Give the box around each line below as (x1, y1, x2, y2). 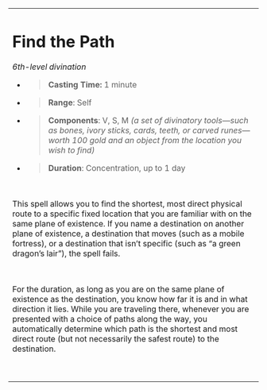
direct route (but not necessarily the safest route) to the (12, 334, 220, 345)
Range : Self (48, 97, 92, 108)
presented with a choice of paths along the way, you (12, 314, 208, 325)
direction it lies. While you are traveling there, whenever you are (12, 303, 250, 315)
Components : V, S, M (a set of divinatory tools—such (48, 115, 249, 126)
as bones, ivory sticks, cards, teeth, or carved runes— (48, 125, 250, 136)
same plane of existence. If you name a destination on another (12, 218, 245, 230)
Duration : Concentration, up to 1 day (48, 163, 186, 174)
